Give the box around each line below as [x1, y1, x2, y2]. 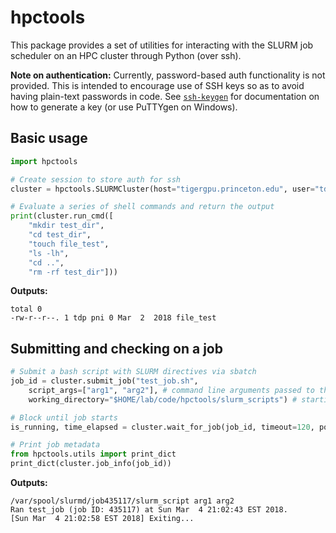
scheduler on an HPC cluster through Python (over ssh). [10, 49, 242, 61]
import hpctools [10, 156, 78, 166]
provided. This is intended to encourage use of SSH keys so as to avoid [10, 79, 305, 91]
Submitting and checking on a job [10, 340, 223, 357]
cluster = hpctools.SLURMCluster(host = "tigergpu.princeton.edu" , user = [10, 184, 315, 194]
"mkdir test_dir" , [28, 221, 105, 231]
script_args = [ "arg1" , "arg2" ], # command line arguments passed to [28, 385, 315, 395]
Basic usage [10, 130, 88, 147]
